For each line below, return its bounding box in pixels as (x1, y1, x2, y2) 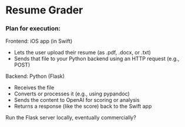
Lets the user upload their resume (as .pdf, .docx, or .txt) (14, 49, 151, 56)
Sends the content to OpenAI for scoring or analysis (14, 97, 140, 104)
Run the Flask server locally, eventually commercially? (5, 114, 136, 121)
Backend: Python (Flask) (5, 73, 65, 80)
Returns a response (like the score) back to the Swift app (14, 103, 152, 110)
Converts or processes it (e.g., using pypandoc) (14, 90, 130, 97)
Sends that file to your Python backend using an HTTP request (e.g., (14, 55, 180, 62)
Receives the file (14, 84, 55, 91)
